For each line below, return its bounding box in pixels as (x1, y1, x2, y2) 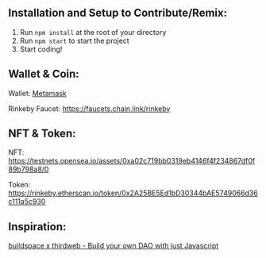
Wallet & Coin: (8, 67, 79, 81)
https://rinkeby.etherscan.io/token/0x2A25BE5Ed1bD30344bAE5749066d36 (8, 188, 258, 198)
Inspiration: (8, 220, 67, 233)
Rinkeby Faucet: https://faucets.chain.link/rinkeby (8, 103, 171, 114)
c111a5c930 (8, 197, 46, 206)
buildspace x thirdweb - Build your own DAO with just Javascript (8, 241, 219, 251)
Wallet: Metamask (8, 88, 67, 98)
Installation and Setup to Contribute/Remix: (8, 6, 228, 20)
